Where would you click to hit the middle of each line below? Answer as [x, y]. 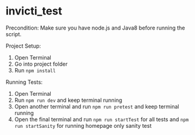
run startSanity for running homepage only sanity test [83, 125]
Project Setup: [24, 46]
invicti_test [34, 11]
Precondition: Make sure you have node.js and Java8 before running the [95, 28]
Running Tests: [24, 82]
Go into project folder [41, 64]
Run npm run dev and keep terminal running [68, 100]
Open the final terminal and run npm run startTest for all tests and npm [101, 119]
